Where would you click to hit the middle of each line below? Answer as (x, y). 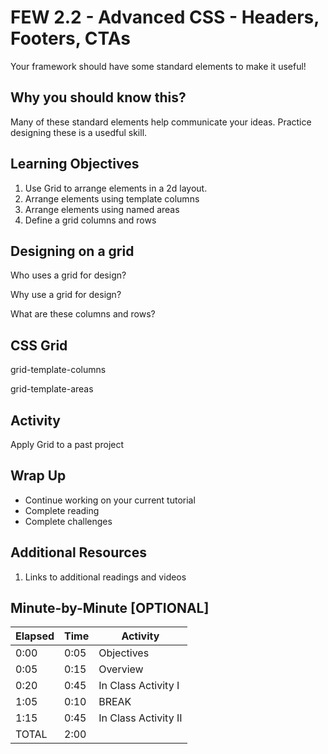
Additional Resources (78, 552)
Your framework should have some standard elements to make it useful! (158, 66)
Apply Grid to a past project (67, 444)
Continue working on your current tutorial (110, 500)
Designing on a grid (72, 251)
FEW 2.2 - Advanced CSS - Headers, (165, 17)
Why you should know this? (98, 97)
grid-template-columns (58, 370)
